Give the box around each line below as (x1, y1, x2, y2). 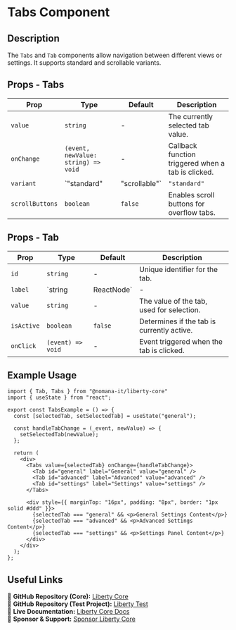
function (168, 149, 196, 159)
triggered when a (168, 158, 225, 168)
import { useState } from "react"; (7, 394, 112, 402)
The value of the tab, (139, 296, 208, 306)
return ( (13, 450, 39, 457)
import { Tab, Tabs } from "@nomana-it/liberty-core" (7, 388, 169, 395)
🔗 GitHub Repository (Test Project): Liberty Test (7, 600, 149, 608)
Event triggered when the (139, 336, 223, 346)
